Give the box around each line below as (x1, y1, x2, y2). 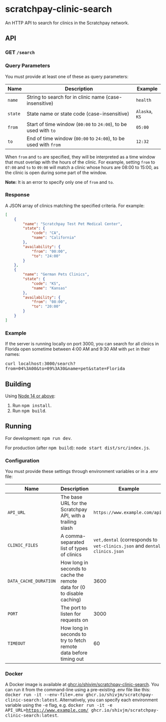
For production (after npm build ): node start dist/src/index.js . (5, 445, 151, 451)
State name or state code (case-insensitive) (26, 110, 129, 117)
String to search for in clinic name (26, 93, 105, 100)
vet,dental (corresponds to (93, 536, 158, 543)
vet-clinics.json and (93, 543, 144, 550)
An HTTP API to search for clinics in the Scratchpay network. (5, 20, 129, 26)
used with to (26, 127, 56, 134)
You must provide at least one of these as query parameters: (5, 73, 128, 80)
